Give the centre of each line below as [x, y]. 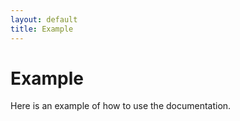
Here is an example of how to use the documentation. [121, 106]
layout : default [44, 19]
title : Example [42, 29]
